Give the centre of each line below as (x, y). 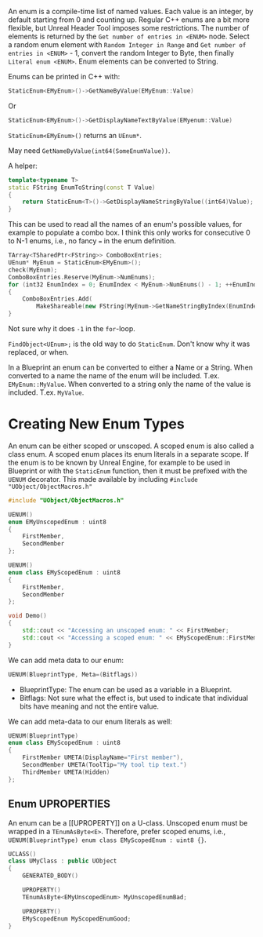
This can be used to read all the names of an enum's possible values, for (125, 224)
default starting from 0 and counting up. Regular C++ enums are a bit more (129, 20)
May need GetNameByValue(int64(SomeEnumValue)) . (89, 150)
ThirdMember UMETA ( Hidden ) (66, 772)
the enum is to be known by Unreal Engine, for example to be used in (119, 462)
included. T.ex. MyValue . (46, 392)
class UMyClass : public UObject (63, 861)
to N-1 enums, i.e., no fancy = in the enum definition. (92, 241)
